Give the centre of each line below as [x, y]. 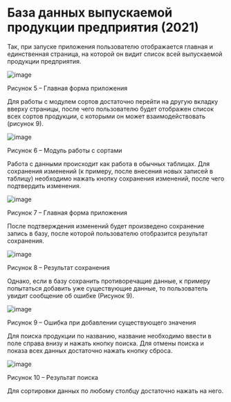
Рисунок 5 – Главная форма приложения [67, 88]
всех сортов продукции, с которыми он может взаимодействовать [107, 116]
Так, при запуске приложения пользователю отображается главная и [110, 46]
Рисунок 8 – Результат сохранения [58, 267]
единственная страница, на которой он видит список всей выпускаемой [115, 54]
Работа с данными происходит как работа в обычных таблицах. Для [108, 163]
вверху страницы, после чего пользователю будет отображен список [111, 109]
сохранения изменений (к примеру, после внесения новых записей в [110, 171]
